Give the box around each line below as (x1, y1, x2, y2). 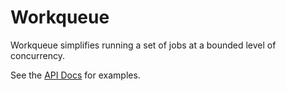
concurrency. (10, 49, 65, 61)
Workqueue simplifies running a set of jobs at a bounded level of (10, 39, 277, 51)
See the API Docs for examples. (10, 69, 141, 81)
